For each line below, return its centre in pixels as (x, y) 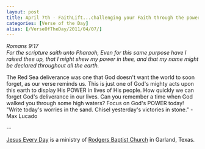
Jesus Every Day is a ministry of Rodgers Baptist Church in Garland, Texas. (101, 140)
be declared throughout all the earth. (53, 66)
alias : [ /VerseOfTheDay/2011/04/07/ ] (54, 29)
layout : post (23, 12)
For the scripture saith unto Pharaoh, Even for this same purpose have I (96, 53)
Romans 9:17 (22, 46)
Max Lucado (22, 116)
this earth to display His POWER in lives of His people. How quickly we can (100, 90)
